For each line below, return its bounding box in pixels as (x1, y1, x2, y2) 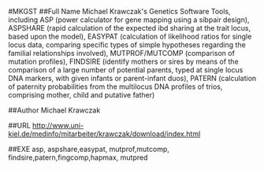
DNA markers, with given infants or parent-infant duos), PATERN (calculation (8, 74, 257, 83)
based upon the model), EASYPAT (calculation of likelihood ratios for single (8, 31, 252, 41)
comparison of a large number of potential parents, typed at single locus (8, 65, 244, 74)
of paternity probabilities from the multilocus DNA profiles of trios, (8, 82, 223, 91)
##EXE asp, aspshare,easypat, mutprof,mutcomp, (8, 145, 169, 153)
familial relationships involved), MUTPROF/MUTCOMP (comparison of (8, 49, 235, 57)
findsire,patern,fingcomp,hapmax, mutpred (8, 153, 148, 162)
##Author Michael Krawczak (8, 105, 101, 115)
